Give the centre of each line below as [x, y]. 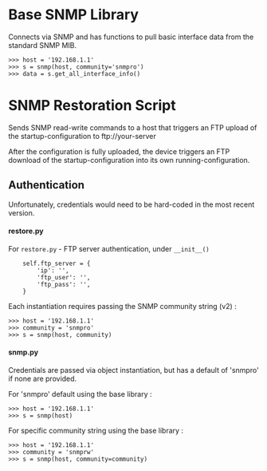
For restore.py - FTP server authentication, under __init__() [109, 248]
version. [22, 212]
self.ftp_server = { [57, 263]
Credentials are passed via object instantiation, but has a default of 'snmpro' [133, 370]
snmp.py [23, 352]
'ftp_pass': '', [64, 284]
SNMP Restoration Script [92, 106]
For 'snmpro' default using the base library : [80, 394]
